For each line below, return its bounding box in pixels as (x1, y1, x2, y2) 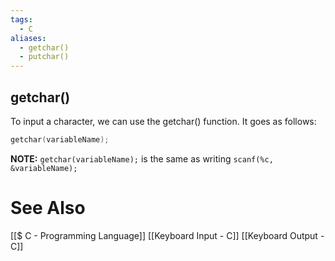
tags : (10, 14, 33, 25)
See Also (10, 197, 86, 219)
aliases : (10, 33, 47, 43)
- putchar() (19, 52, 70, 62)
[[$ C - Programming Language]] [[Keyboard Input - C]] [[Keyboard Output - (10, 229, 325, 241)
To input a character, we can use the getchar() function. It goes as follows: (10, 115, 317, 127)
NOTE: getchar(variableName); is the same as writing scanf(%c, (10, 152, 274, 165)
